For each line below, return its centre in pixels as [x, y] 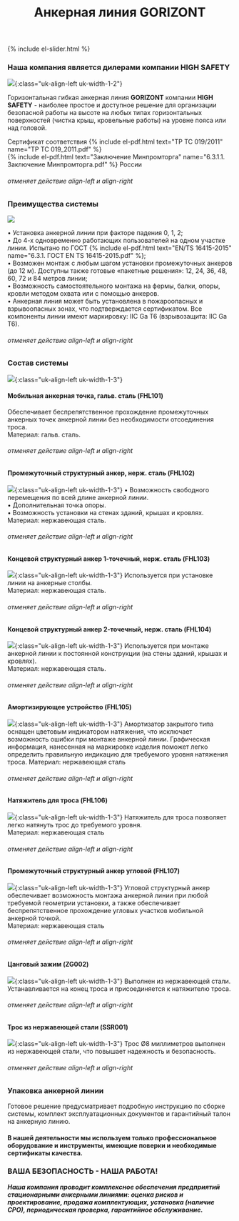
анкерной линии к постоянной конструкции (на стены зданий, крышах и [117, 654]
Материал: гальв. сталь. [44, 434]
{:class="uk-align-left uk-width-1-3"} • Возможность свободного [112, 489]
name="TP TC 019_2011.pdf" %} [55, 149]
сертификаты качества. [45, 1153]
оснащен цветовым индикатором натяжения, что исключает [100, 732]
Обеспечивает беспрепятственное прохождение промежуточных [108, 412]
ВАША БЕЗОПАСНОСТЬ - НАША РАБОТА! [83, 1171]
